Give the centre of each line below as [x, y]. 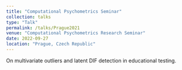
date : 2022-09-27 [27, 38]
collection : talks [28, 17]
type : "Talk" [22, 22]
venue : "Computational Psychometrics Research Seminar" [76, 33]
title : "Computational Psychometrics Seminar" [64, 11]
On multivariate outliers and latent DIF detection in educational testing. [91, 60]
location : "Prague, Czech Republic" [51, 44]
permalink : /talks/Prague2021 [43, 28]
